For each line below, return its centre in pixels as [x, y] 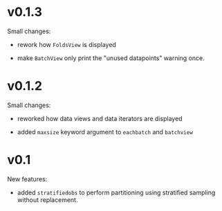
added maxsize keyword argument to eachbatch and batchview [105, 131]
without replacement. [47, 200]
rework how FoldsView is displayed [66, 44]
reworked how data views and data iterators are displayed [100, 118]
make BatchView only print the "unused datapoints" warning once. [111, 58]
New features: [27, 179]
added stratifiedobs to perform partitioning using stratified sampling [116, 192]
